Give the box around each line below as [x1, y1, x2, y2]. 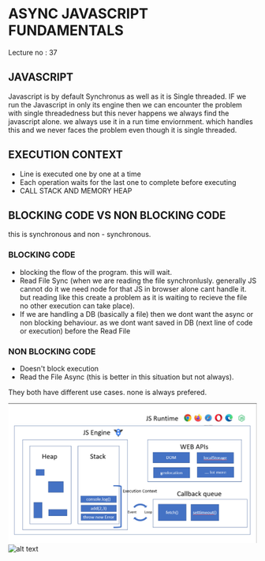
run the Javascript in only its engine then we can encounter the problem [8, 100, 243, 109]
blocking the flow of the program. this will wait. [19, 267, 172, 277]
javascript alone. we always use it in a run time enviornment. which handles [8, 116, 254, 126]
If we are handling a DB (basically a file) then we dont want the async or [19, 309, 254, 318]
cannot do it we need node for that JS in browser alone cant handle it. [19, 284, 247, 293]
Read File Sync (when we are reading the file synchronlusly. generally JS [19, 276, 257, 285]
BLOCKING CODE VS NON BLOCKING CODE [8, 209, 226, 222]
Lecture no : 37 [8, 47, 58, 57]
